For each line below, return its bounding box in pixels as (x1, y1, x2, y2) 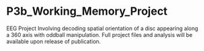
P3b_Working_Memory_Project (6, 4, 168, 18)
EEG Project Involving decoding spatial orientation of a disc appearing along (6, 25, 198, 32)
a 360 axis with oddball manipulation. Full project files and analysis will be (6, 31, 193, 38)
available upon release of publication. (6, 37, 101, 45)
